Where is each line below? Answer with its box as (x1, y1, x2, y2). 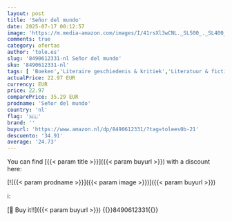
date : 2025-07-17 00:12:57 (7, 23, 85, 30)
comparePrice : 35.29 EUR (7, 94, 79, 101)
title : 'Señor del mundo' (7, 17, 81, 23)
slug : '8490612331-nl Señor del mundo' (7, 55, 122, 62)
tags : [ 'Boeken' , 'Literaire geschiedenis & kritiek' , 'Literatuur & (7, 68, 209, 75)
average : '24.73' (7, 139, 57, 146)
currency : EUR (7, 81, 48, 88)
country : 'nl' (7, 106, 48, 113)
